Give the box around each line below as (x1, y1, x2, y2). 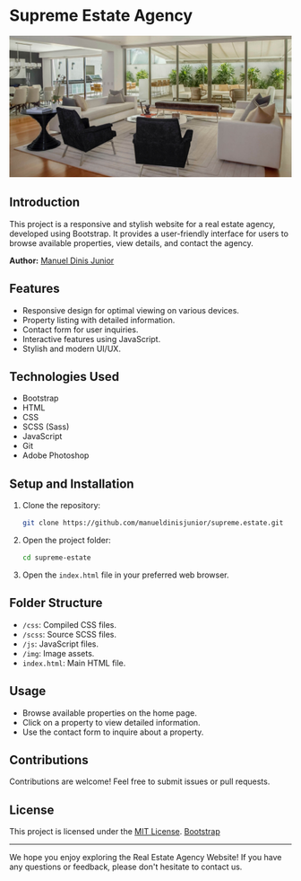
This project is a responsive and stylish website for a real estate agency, (9, 218, 276, 229)
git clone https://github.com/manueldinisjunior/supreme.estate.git (21, 518, 284, 528)
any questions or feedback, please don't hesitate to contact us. (9, 861, 243, 872)
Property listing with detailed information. (21, 314, 176, 325)
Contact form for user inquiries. (21, 324, 139, 335)
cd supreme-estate (21, 553, 91, 562)
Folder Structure (9, 595, 103, 611)
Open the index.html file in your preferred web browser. (21, 569, 230, 580)
